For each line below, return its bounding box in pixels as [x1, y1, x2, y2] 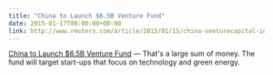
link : [8, 27, 27, 35]
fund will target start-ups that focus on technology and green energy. [8, 57, 240, 67]
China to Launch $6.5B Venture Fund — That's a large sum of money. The [8, 49, 255, 59]
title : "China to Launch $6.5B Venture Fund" [8, 11, 165, 20]
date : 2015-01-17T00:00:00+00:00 [8, 19, 122, 27]
